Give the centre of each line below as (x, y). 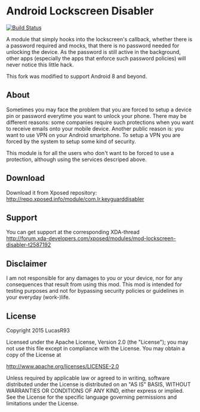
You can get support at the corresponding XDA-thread (73, 232)
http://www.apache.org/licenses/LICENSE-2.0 (63, 366)
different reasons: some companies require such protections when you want (100, 122)
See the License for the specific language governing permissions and (92, 397)
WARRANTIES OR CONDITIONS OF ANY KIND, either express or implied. (95, 391)
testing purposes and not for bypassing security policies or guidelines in (95, 291)
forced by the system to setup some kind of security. (71, 141)
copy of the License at (34, 355)
